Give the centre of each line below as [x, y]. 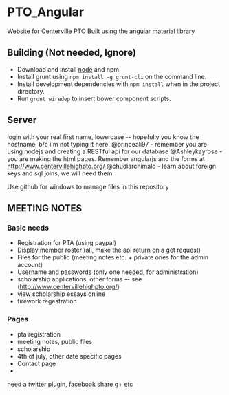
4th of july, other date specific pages [69, 356]
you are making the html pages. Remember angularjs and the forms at [106, 158]
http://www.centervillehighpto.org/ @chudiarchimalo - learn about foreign [112, 166]
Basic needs [28, 228]
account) [30, 265]
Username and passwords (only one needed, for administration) [108, 272]
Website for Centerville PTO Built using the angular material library [101, 31]
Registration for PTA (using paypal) [67, 243]
